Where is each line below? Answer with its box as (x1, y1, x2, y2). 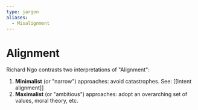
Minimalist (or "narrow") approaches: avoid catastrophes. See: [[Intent (14, 78, 192, 85)
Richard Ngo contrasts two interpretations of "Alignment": (6, 66, 150, 73)
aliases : (6, 15, 28, 21)
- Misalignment (11, 20, 50, 26)
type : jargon (6, 8, 39, 15)
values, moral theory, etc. (14, 97, 78, 105)
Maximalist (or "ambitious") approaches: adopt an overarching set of (14, 91, 188, 98)
